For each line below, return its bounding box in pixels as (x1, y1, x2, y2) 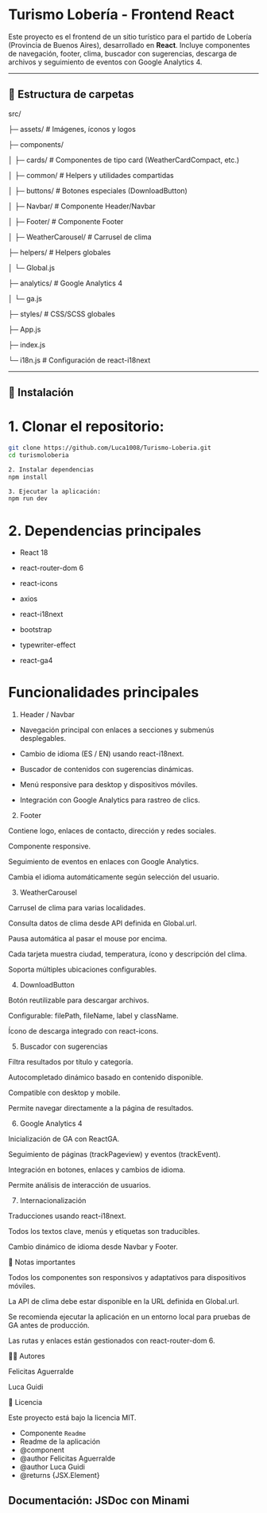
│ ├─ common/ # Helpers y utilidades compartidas (8, 170, 174, 180)
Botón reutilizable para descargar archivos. (8, 995, 149, 1005)
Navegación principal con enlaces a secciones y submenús (19, 725, 215, 735)
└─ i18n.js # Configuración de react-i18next (8, 355, 151, 365)
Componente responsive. (8, 841, 91, 852)
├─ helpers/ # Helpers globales (8, 247, 111, 257)
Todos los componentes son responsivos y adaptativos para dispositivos (8, 1273, 246, 1282)
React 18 (19, 548, 48, 557)
